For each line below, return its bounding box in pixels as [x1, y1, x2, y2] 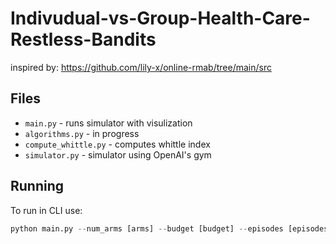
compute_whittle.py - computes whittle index [24, 138, 211, 150]
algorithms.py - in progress [24, 127, 140, 139]
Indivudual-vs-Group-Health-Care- [10, 7, 311, 30]
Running [10, 178, 65, 195]
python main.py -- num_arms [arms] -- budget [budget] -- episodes [10, 223, 284, 234]
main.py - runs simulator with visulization [24, 117, 193, 129]
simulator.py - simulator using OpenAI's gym [24, 148, 212, 161]
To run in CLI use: [10, 204, 83, 216]
